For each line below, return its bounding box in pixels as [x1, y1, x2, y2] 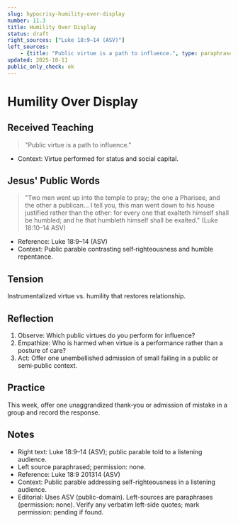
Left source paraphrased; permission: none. [17, 462, 147, 471]
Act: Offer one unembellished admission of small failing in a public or [17, 354, 219, 362]
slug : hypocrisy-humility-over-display [7, 10, 125, 18]
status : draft [7, 30, 50, 38]
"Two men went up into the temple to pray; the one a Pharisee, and [24, 193, 221, 202]
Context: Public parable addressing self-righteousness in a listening [17, 478, 216, 486]
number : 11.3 [7, 17, 46, 24]
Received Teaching [7, 122, 94, 134]
